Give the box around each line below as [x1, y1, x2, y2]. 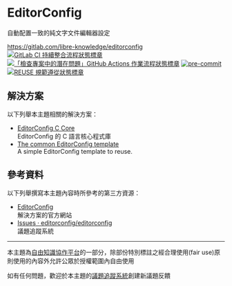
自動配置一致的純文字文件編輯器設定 [7, 28, 110, 37]
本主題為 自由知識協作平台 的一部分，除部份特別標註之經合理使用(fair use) [7, 248, 215, 256]
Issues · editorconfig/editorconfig [17, 218, 113, 226]
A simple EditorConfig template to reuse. [17, 147, 133, 155]
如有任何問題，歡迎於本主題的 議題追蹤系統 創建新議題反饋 [7, 271, 171, 280]
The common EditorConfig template [17, 140, 119, 148]
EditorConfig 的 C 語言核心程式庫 [17, 132, 112, 140]
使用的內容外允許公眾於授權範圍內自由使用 [12, 256, 135, 265]
